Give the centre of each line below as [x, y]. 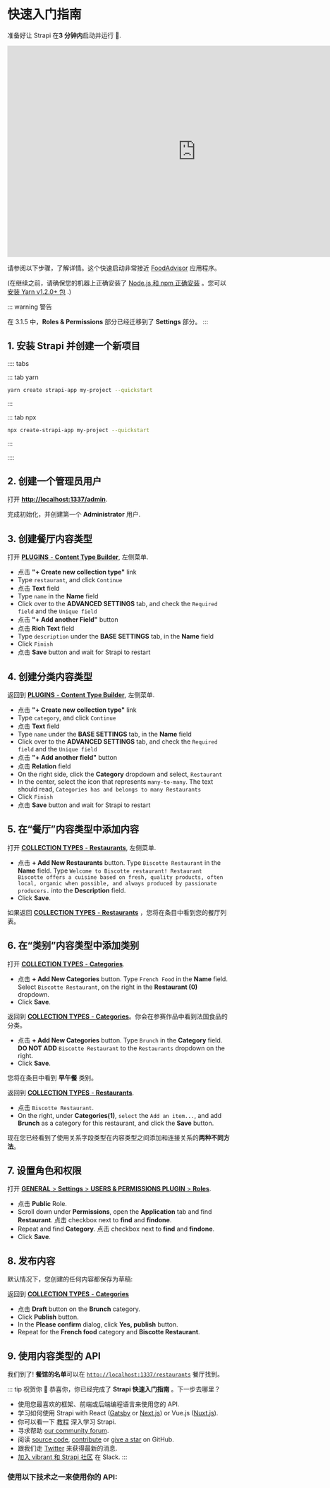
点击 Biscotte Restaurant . [55, 1107]
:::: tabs [18, 363]
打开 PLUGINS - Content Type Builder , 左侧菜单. [78, 557]
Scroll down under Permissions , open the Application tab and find [115, 1212]
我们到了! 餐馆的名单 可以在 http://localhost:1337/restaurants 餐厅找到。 [116, 1374]
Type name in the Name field [58, 596]
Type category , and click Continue [67, 718]
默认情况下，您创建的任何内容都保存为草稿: [70, 1279]
